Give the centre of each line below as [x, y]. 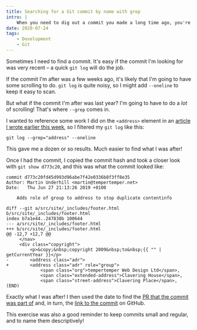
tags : [13, 34]
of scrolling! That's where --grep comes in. [58, 109]
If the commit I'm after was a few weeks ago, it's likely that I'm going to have [99, 79]
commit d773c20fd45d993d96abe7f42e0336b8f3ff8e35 [68, 177]
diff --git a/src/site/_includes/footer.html [63, 208]
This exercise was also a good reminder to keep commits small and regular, [97, 314]
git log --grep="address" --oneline [51, 138]
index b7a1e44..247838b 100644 [44, 218]
